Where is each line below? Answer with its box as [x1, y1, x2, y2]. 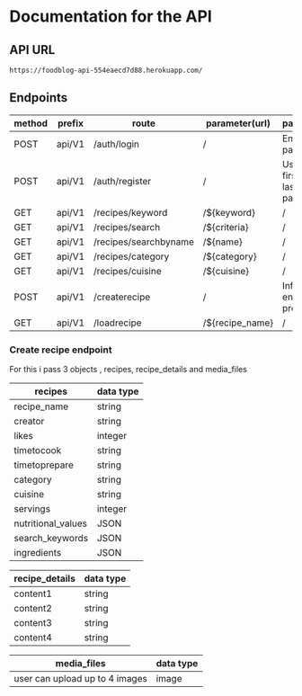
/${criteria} [202, 220, 249, 233]
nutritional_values [13, 517, 88, 530]
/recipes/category [93, 250, 170, 263]
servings [13, 503, 51, 515]
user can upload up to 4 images [13, 673, 148, 685]
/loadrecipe [93, 317, 142, 329]
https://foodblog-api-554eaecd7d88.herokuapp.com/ [9, 66, 203, 75]
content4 [13, 631, 52, 644]
